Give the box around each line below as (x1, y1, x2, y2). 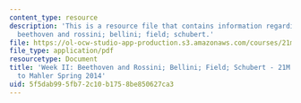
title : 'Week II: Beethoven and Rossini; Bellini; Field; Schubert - (9, 64, 275, 73)
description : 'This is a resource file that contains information (9, 21, 262, 30)
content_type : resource (9, 13, 99, 22)
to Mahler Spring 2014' (17, 72, 106, 81)
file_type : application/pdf (9, 47, 115, 56)
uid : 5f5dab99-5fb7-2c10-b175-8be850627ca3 (9, 80, 175, 89)
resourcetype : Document (9, 55, 99, 64)
